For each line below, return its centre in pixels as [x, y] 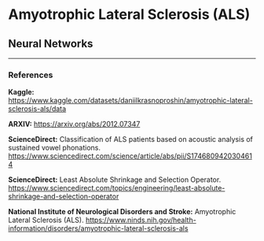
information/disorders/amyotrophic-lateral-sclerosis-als [98, 228]
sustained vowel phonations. [54, 148]
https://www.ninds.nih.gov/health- [141, 220]
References [31, 75]
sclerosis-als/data [37, 109]
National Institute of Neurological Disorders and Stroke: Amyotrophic [122, 212]
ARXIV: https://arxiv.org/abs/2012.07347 [74, 124]
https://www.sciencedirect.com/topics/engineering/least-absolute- [117, 188]
